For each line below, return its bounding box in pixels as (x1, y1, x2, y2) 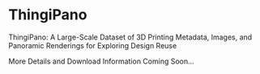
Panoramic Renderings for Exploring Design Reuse (8, 40, 177, 50)
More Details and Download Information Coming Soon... (8, 56, 194, 66)
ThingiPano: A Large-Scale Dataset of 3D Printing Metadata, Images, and (8, 32, 253, 42)
